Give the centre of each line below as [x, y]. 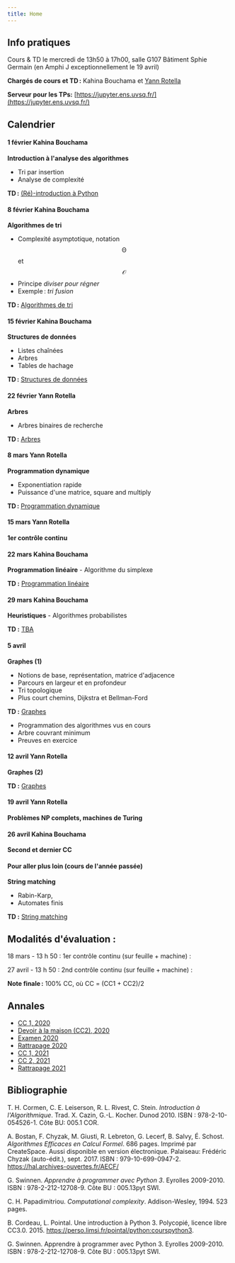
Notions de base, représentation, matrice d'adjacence [96, 675]
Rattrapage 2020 [42, 1045]
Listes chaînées [40, 351]
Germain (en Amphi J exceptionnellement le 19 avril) [83, 67]
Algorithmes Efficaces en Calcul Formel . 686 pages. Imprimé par [102, 1144]
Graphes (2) [25, 772]
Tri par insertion [41, 172]
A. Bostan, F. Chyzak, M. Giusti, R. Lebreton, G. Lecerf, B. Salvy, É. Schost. [116, 1136]
